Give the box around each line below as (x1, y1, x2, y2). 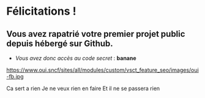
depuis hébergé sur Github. (6, 38, 113, 48)
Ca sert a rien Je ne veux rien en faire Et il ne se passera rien (6, 85, 160, 92)
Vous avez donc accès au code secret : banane (15, 55, 136, 62)
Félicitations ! (6, 4, 76, 18)
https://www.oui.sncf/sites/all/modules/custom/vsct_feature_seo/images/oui (6, 66, 199, 73)
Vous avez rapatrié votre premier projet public (6, 29, 185, 39)
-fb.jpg (6, 73, 24, 80)
